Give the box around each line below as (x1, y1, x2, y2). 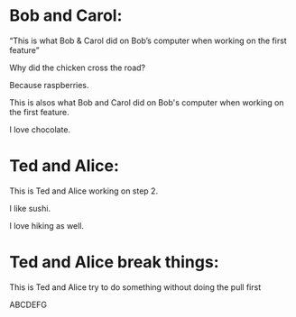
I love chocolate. (9, 123, 70, 135)
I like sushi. (9, 203, 51, 213)
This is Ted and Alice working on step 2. (9, 186, 159, 196)
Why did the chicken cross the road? (9, 62, 146, 73)
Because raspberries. (9, 79, 89, 90)
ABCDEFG (9, 299, 48, 310)
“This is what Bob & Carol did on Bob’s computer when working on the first (9, 35, 287, 46)
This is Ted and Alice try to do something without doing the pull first (9, 281, 262, 293)
